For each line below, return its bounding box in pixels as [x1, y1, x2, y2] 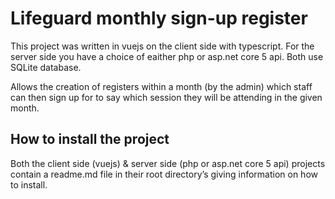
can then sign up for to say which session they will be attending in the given [10, 91, 323, 103]
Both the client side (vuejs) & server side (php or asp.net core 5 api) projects [10, 157, 326, 169]
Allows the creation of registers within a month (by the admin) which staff [10, 80, 313, 92]
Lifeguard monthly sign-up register [10, 7, 308, 30]
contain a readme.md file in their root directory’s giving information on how [10, 168, 318, 180]
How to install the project [10, 131, 170, 148]
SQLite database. [10, 61, 82, 73]
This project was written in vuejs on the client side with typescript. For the [10, 40, 315, 52]
